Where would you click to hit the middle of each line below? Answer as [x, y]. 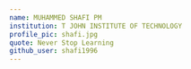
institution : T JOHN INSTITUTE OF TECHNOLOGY [95, 26]
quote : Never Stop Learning [62, 43]
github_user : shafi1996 [54, 51]
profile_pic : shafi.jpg [54, 34]
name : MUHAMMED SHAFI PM [56, 17]
